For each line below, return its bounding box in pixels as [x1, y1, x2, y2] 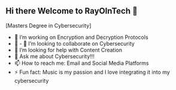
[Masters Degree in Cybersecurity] [5, 22, 92, 29]
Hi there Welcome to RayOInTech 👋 [5, 6, 138, 16]
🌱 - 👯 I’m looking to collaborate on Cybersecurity [14, 40, 135, 47]
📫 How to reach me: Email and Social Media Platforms [14, 59, 149, 67]
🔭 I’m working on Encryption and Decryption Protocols [14, 34, 148, 41]
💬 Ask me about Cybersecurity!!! [14, 52, 95, 60]
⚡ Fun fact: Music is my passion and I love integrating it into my [14, 68, 170, 76]
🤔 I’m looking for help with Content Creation [14, 46, 122, 53]
